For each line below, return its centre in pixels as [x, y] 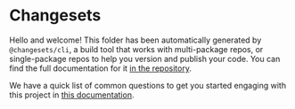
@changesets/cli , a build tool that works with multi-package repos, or [136, 49]
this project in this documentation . [72, 95]
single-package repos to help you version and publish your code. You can [145, 58]
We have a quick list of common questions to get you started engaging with [148, 85]
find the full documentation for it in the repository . [100, 68]
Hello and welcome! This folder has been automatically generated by [135, 40]
